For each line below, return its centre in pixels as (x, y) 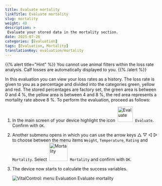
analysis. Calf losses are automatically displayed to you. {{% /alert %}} (76, 69)
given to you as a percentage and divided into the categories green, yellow (80, 84)
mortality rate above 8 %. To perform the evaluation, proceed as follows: (78, 100)
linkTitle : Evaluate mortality (37, 14)
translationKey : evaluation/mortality (44, 50)
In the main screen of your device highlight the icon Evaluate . (83, 120)
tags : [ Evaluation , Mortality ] (37, 46)
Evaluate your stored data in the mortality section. (63, 32)
